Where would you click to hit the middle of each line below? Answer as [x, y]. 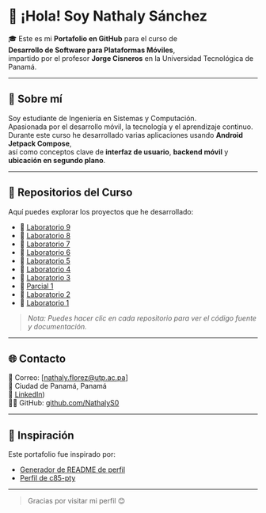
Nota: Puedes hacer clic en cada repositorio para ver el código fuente [142, 318]
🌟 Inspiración [41, 435]
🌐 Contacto [37, 358]
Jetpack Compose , [40, 143]
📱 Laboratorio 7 [45, 244]
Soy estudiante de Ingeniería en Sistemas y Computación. [103, 118]
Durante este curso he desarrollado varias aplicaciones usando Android [126, 135]
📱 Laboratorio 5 [45, 260]
